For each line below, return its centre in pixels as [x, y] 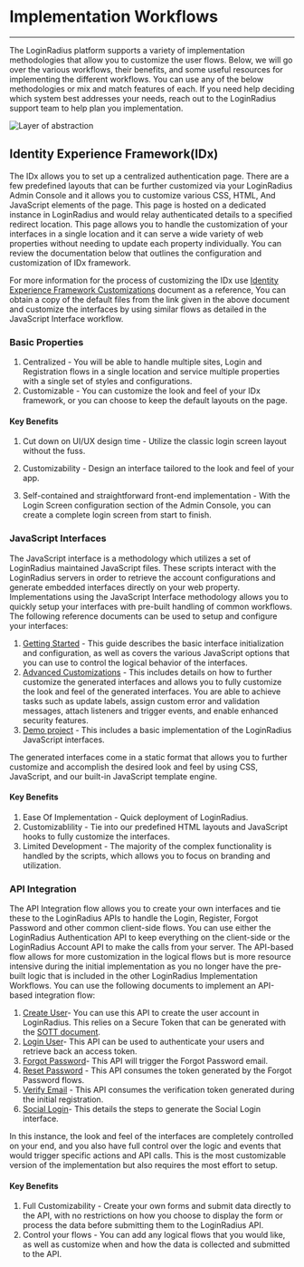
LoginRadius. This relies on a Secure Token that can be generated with [154, 1022]
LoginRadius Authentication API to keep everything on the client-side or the [150, 938]
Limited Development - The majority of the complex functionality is [147, 846]
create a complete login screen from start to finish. [117, 515]
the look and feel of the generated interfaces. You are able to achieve [152, 692]
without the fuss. [54, 451]
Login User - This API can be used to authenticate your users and [143, 1042]
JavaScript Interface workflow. [66, 318]
